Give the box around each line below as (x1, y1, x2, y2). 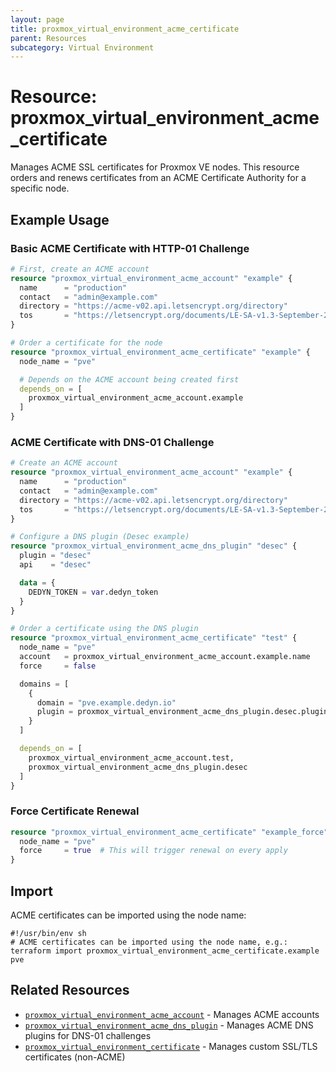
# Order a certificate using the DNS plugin (10, 624, 199, 634)
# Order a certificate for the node (10, 338, 163, 348)
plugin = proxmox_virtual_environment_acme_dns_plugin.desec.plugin (36, 707, 329, 717)
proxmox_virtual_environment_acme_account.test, (28, 752, 235, 763)
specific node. (10, 182, 70, 195)
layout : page (10, 14, 65, 25)
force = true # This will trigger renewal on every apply (19, 846, 288, 856)
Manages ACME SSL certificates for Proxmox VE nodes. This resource (10, 161, 300, 173)
